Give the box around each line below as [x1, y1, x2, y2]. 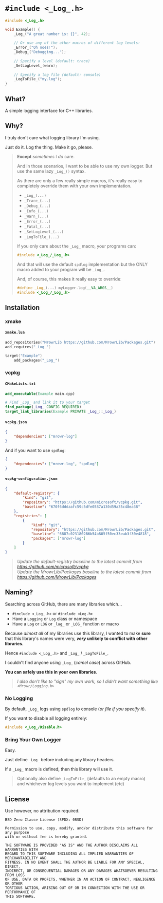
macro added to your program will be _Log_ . [17, 266, 105, 272]
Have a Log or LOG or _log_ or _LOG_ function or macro [12, 621, 119, 627]
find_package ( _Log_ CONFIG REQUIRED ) [5, 405, 82, 410]
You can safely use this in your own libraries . [5, 669, 97, 675]
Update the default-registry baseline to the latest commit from [17, 558, 142, 564]
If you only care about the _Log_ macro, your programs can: [17, 243, 136, 249]
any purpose [5, 830, 29, 835]
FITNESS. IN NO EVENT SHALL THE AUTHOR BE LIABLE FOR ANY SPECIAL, [5, 860, 145, 865]
